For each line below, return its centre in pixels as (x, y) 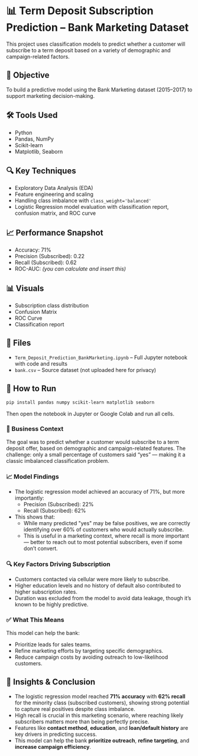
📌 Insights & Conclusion (51, 682)
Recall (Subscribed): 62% (55, 511)
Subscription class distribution (52, 305)
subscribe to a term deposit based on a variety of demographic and (88, 50)
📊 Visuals (25, 288)
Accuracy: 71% (33, 250)
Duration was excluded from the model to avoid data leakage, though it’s (103, 598)
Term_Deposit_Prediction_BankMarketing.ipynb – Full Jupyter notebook (101, 357)
